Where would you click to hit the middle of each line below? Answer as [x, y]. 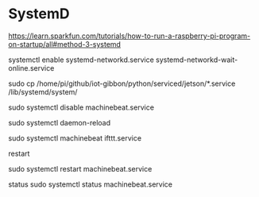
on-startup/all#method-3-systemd [65, 44]
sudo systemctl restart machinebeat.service [80, 168]
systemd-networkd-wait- [197, 60]
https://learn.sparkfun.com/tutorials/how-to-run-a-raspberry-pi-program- [129, 36]
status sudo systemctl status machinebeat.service [91, 184]
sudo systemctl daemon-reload [60, 122]
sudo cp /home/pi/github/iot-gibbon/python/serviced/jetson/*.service [122, 83]
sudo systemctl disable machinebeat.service [81, 107]
